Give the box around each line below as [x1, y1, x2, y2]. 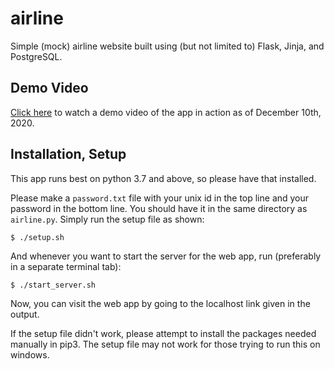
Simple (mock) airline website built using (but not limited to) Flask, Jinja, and [10, 40, 325, 52]
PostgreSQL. [10, 50, 63, 62]
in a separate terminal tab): [10, 260, 122, 272]
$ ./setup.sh [10, 232, 65, 242]
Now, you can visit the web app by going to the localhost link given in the [10, 297, 311, 309]
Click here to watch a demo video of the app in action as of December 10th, [10, 106, 322, 118]
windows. [10, 348, 50, 361]
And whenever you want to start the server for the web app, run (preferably [10, 250, 322, 262]
